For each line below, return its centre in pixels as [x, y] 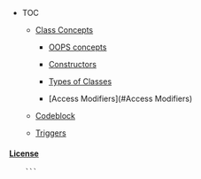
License [24, 153]
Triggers [50, 133]
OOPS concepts [77, 47]
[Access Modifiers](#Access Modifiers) [120, 98]
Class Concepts [64, 30]
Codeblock [55, 116]
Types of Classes [80, 82]
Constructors [73, 64]
